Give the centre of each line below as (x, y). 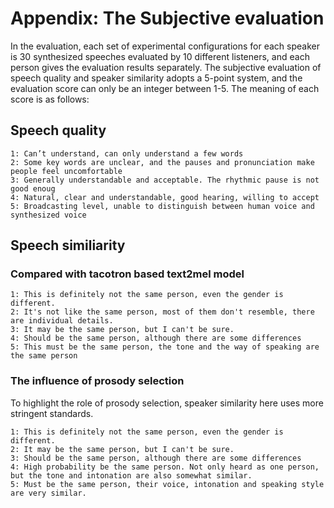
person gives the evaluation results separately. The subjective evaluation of (166, 67)
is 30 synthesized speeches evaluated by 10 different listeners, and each (160, 56)
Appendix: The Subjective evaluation (167, 18)
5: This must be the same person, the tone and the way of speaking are (165, 347)
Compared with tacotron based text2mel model (127, 274)
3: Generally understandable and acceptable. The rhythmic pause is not (165, 180)
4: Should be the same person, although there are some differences (156, 338)
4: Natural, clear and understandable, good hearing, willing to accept (165, 197)
